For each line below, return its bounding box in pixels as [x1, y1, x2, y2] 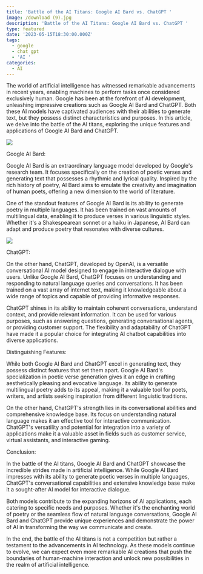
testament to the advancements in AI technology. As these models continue [6, 542, 195, 549]
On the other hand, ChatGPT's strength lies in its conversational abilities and [6, 405, 197, 412]
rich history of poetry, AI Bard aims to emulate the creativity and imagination [6, 182, 197, 189]
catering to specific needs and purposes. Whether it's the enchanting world [6, 504, 195, 511]
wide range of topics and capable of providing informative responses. [6, 293, 181, 300]
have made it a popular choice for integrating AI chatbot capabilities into [6, 330, 187, 338]
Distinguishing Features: [6, 349, 67, 356]
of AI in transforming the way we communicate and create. [6, 524, 153, 531]
